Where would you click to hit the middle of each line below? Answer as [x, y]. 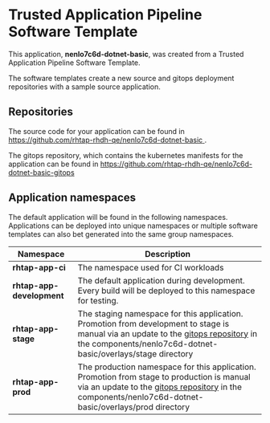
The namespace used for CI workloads [151, 267]
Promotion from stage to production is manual [164, 376]
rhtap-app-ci [39, 267]
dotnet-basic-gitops [41, 172]
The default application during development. [161, 280]
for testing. [98, 300]
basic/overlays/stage [117, 353]
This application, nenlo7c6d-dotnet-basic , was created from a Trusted [126, 54]
